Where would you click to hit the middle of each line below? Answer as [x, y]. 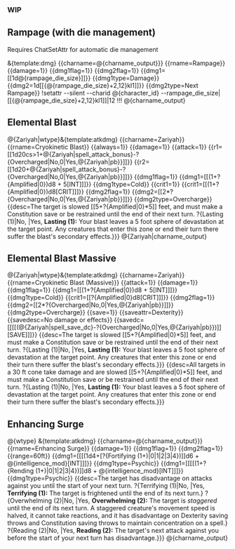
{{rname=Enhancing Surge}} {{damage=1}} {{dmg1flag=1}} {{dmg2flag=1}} [115, 449]
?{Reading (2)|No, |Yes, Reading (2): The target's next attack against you [113, 531]
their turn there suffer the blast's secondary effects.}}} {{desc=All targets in [116, 365]
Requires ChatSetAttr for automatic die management [83, 49]
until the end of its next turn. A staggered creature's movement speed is [111, 508]
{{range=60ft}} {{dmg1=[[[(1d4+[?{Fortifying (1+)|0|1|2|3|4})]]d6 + [103, 456]
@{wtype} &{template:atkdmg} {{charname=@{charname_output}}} [105, 441]
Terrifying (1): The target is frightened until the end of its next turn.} [105, 494]
